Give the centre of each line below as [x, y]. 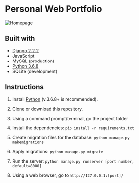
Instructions [24, 87]
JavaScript [23, 56]
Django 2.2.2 [26, 50]
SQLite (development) [35, 71]
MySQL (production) [33, 61]
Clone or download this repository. [48, 109]
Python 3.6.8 [25, 66]
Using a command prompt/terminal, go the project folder [70, 118]
